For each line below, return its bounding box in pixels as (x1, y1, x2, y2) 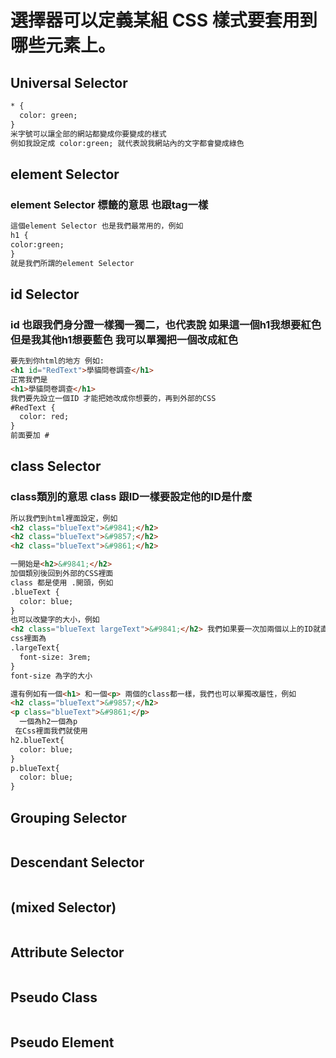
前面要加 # (10, 431, 50, 441)
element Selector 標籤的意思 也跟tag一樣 (10, 197, 209, 211)
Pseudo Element (10, 1034, 115, 1051)
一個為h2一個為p (19, 717, 78, 727)
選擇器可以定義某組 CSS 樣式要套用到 (10, 9, 318, 32)
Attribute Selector (10, 944, 125, 961)
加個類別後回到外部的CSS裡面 (10, 569, 114, 579)
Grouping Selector (10, 809, 127, 826)
